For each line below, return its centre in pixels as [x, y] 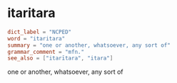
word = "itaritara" [36, 38]
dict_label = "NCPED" [40, 32]
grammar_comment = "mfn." [46, 52]
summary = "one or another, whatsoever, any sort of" [89, 45]
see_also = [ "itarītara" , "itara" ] [60, 58]
